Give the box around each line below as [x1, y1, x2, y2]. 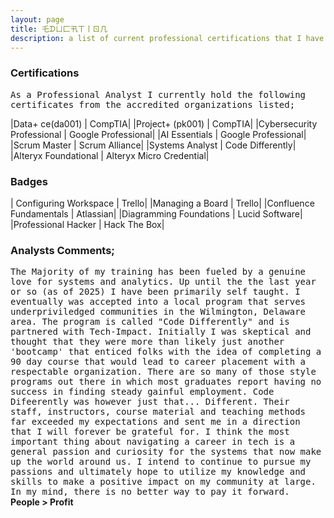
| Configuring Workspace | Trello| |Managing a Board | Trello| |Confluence [10, 197, 315, 209]
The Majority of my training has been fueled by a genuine [10, 266, 307, 278]
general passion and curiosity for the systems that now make [10, 446, 322, 458]
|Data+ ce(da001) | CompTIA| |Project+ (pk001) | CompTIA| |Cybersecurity [10, 117, 318, 130]
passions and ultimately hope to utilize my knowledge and [10, 466, 307, 478]
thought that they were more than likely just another [10, 336, 285, 348]
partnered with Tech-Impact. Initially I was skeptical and [10, 326, 312, 338]
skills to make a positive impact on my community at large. [10, 476, 317, 488]
